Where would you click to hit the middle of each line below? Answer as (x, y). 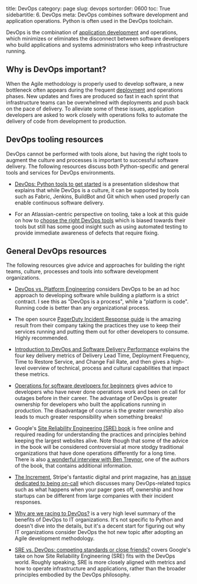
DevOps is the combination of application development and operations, (92, 32)
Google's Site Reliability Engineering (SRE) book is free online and (94, 428)
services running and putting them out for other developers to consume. (102, 332)
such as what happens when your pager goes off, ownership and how (99, 489)
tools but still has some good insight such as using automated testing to (101, 226)
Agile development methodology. (55, 538)
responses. (28, 502)
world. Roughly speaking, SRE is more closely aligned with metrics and (100, 562)
